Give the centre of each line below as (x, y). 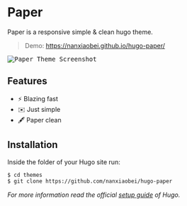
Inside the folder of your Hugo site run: (64, 162)
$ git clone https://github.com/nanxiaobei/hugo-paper (90, 181)
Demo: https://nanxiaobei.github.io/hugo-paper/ (95, 45)
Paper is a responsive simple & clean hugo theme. (80, 32)
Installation (33, 145)
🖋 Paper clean (39, 120)
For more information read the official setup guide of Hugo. (94, 195)
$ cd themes (25, 175)
